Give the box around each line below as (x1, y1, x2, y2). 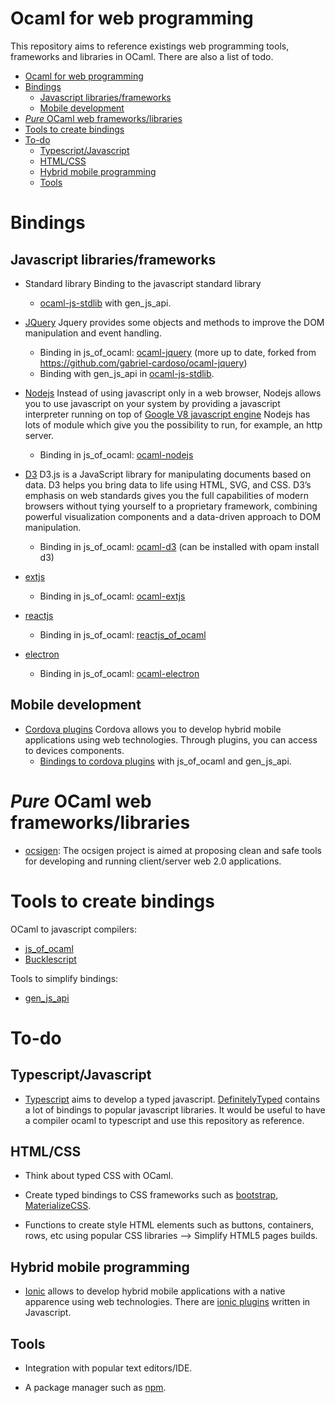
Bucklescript (24, 953, 77, 965)
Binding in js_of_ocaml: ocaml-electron (39, 667, 200, 679)
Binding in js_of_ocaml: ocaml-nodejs (39, 448, 194, 461)
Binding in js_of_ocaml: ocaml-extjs (39, 590, 186, 602)
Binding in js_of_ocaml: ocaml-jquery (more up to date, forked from (39, 346, 317, 358)
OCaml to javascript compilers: (10, 923, 138, 935)
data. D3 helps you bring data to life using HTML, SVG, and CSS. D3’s (24, 478, 312, 491)
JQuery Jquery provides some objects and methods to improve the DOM (24, 316, 325, 328)
